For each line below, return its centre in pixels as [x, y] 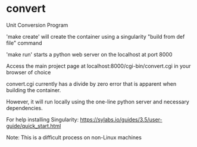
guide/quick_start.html [34, 126]
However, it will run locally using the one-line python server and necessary [98, 101]
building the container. [34, 90]
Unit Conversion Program [37, 25]
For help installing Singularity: [43, 119]
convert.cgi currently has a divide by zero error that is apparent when [91, 84]
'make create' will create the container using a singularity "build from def [96, 36]
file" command [24, 43]
